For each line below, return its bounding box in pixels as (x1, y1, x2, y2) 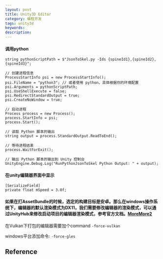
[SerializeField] (5, 183, 41, 188)
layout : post (5, 7, 32, 12)
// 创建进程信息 (5, 71, 34, 76)
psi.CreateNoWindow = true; (5, 98, 63, 103)
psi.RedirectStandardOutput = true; (5, 93, 80, 98)
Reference (5, 248, 38, 256)
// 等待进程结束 (5, 143, 34, 148)
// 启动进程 (5, 107, 27, 112)
